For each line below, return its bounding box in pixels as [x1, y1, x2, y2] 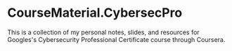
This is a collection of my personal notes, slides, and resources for [7, 28, 200, 36]
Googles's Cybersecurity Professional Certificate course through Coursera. [7, 35, 226, 43]
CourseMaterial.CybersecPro [7, 5, 183, 21]
